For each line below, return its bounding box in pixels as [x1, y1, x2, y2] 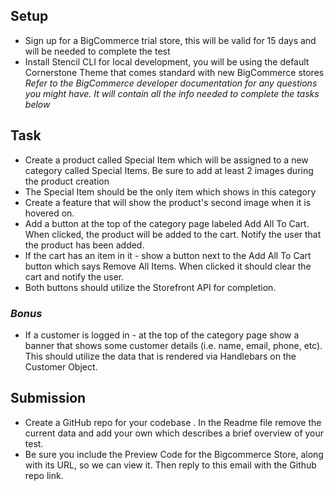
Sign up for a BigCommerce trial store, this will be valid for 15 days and [24, 34, 317, 46]
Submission [10, 390, 87, 407]
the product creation [24, 175, 110, 187]
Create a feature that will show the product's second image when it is [24, 196, 312, 208]
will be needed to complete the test [24, 45, 171, 57]
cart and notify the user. [24, 270, 125, 283]
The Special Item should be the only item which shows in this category [24, 185, 317, 198]
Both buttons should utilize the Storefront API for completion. [24, 281, 277, 293]
